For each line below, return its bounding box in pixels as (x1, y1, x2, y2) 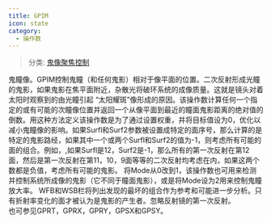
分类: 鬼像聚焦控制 (28, 57, 90, 67)
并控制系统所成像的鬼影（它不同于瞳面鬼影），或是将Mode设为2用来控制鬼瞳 (8, 175, 263, 186)
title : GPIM (8, 11, 49, 20)
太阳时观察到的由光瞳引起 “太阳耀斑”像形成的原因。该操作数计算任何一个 (8, 95, 251, 105)
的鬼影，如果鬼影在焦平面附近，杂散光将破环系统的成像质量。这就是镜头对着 (8, 85, 264, 95)
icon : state (8, 19, 49, 27)
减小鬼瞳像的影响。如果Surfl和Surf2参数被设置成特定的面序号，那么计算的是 (8, 125, 263, 135)
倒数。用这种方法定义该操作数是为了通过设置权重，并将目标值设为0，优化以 (8, 115, 261, 125)
